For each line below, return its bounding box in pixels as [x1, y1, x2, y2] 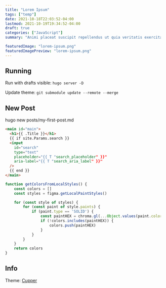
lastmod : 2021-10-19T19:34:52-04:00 [5, 21, 81, 26]
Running [5, 67, 32, 75]
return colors [14, 246, 43, 251]
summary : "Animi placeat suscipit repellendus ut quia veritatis [5, 35, 142, 40]
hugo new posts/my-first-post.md [5, 117, 74, 123]
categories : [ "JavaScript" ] [5, 30, 63, 35]
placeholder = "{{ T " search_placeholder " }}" [14, 154, 107, 159]
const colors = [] [14, 186, 52, 191]
